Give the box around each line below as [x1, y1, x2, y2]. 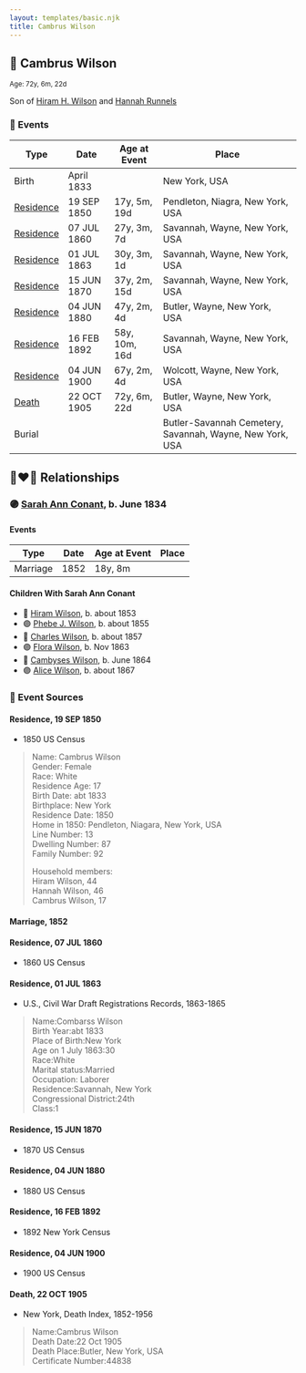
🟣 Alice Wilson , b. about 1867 [22, 665, 136, 676]
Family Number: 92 [31, 849, 104, 860]
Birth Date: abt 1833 [31, 790, 107, 801]
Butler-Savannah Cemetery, [162, 416, 284, 428]
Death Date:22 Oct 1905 [31, 1337, 123, 1347]
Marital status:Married [31, 1064, 116, 1076]
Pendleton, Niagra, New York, [162, 195, 289, 208]
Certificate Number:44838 [31, 1356, 132, 1367]
